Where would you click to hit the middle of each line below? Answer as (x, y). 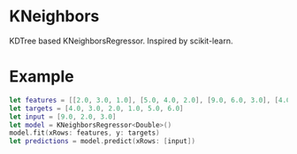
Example (42, 77)
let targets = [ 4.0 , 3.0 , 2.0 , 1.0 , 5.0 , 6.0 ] (96, 108)
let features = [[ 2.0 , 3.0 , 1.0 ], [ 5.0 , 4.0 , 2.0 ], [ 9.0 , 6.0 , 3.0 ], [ (144, 100)
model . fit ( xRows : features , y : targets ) (85, 133)
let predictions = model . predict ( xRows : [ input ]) (103, 142)
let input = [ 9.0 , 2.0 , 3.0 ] (63, 117)
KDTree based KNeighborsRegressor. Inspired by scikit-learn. (121, 41)
